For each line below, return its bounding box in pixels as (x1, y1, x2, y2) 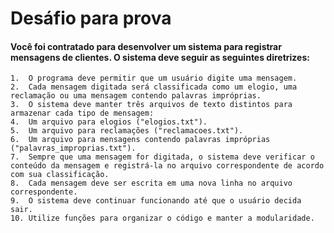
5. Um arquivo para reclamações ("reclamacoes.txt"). (10, 126, 244, 136)
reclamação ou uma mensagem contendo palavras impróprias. (10, 91, 262, 101)
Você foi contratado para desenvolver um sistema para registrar (10, 40, 282, 52)
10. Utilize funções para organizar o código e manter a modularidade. (10, 213, 315, 224)
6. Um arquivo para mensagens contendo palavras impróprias (10, 135, 271, 145)
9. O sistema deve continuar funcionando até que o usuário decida (10, 196, 302, 206)
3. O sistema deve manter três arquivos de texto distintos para (10, 100, 293, 110)
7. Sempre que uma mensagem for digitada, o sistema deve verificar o (10, 152, 315, 162)
